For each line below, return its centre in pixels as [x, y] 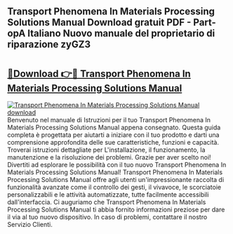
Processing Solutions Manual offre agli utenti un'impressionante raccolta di [116, 180]
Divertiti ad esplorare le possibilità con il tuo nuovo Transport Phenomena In [117, 165]
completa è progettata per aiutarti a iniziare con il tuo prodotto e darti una [113, 135]
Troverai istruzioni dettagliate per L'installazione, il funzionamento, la [106, 150]
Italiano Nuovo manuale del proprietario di [121, 33]
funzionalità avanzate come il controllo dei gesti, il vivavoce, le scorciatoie [114, 187]
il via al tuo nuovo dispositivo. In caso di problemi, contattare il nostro [107, 217]
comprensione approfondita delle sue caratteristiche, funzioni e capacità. [113, 142]
